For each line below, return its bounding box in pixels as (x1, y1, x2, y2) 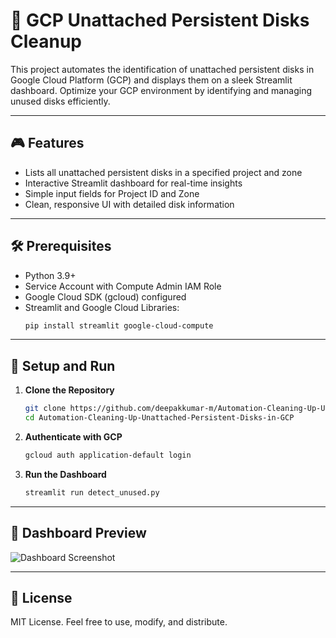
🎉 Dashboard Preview (10, 525, 147, 542)
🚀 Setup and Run (10, 357, 116, 374)
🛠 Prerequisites (10, 238, 112, 255)
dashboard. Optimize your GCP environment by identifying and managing (10, 84, 313, 96)
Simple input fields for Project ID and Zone (24, 187, 200, 199)
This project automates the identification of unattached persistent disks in (10, 63, 315, 75)
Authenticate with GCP (24, 431, 123, 443)
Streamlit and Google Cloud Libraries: (24, 301, 180, 313)
